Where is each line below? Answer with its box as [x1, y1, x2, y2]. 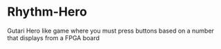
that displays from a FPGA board [7, 33, 100, 42]
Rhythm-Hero [7, 4, 88, 20]
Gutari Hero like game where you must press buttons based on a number [7, 27, 214, 35]
